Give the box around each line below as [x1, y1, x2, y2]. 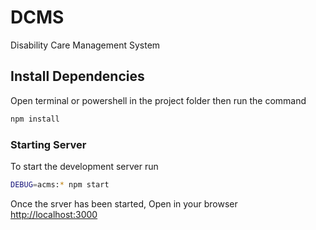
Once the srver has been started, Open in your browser [10, 197, 238, 210]
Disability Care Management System [10, 39, 161, 51]
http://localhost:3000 [10, 208, 98, 220]
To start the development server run [10, 160, 159, 172]
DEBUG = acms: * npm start [10, 179, 110, 190]
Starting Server [10, 137, 87, 151]
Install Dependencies [10, 68, 145, 85]
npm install [10, 114, 60, 124]
